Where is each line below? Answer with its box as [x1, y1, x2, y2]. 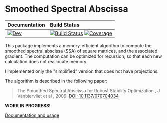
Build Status [50, 21, 80, 28]
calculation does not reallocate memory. [5, 58, 88, 64]
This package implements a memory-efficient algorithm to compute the [5, 42, 152, 48]
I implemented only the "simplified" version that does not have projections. [5, 68, 159, 74]
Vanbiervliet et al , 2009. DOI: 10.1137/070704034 [17, 93, 119, 99]
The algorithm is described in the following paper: [5, 78, 108, 84]
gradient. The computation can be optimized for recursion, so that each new [5, 53, 162, 59]
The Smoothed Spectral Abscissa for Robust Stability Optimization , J [17, 87, 160, 93]
